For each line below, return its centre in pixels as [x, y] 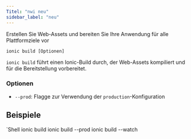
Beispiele [24, 115]
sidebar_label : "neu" [33, 17]
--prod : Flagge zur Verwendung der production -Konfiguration [90, 96]
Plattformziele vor [27, 40]
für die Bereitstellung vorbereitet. [46, 68]
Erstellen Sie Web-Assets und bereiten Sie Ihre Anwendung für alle [87, 34]
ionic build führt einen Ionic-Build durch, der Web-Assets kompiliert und [96, 62]
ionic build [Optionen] [35, 51]
